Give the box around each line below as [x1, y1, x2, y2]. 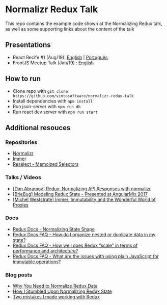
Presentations [5, 41, 51, 49]
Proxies [12, 201, 29, 208]
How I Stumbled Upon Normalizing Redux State [12, 288, 112, 294]
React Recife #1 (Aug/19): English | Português [12, 54, 108, 60]
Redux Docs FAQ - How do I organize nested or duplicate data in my [12, 231, 156, 238]
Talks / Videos [5, 174, 42, 181]
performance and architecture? [12, 247, 78, 253]
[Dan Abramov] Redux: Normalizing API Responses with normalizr [12, 185, 151, 192]
